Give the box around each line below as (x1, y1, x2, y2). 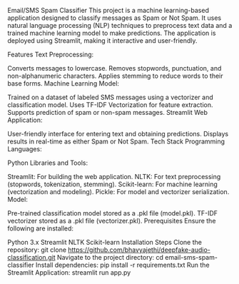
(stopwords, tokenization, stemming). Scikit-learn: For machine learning (7, 180, 218, 188)
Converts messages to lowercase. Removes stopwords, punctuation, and (7, 64, 222, 72)
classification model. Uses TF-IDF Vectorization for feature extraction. (7, 101, 213, 109)
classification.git (7, 253, 56, 261)
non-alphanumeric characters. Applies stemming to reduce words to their (7, 71, 223, 80)
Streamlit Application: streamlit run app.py (7, 268, 131, 277)
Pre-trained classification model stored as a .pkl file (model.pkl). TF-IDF (7, 209, 218, 217)
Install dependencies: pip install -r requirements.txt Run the (35, 260, 210, 269)
